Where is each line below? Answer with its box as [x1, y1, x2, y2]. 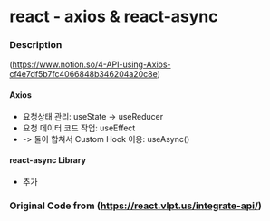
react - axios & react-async [9, 6, 219, 27]
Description [9, 39, 63, 52]
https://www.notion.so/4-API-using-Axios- [12, 59, 171, 70]
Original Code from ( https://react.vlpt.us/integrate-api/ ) [9, 199, 263, 212]
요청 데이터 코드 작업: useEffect [22, 122, 136, 133]
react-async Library [9, 155, 86, 166]
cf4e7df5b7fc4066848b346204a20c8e [9, 69, 158, 80]
